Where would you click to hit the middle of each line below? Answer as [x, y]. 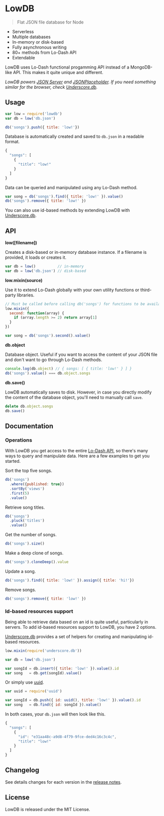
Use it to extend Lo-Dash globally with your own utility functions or [72, 290]
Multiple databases [31, 37]
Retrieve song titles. [25, 507]
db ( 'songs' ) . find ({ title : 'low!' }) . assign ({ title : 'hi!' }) [70, 580]
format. [12, 142]
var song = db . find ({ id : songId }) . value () [53, 705]
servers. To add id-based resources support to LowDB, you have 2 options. [81, 627]
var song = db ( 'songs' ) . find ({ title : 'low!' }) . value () [64, 197]
